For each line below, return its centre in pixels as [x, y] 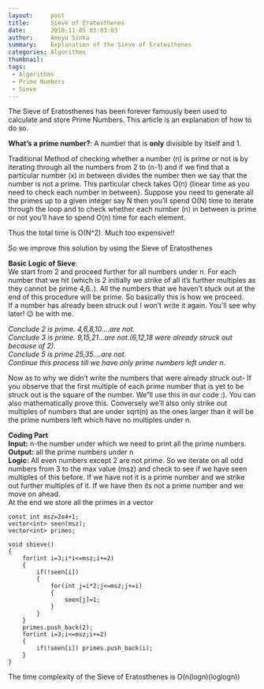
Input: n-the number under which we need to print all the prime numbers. [127, 444]
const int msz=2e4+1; [44, 517]
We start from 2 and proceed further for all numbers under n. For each [122, 272]
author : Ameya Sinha [49, 38]
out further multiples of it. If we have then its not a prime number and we [126, 486]
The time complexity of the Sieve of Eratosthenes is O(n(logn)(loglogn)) [124, 677]
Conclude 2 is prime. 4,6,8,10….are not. [72, 329]
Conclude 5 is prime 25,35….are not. [67, 354]
